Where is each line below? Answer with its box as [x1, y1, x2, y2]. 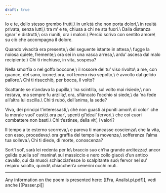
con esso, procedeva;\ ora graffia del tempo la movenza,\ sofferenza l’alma [5, 132, 158, 138]
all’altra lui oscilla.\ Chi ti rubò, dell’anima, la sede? [5, 97, 107, 103]
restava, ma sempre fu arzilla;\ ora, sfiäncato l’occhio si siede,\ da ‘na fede [5, 92, 157, 97]
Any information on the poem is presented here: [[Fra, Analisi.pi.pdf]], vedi [5, 177, 157, 183]
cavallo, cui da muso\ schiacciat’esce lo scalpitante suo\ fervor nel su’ [5, 157, 147, 163]
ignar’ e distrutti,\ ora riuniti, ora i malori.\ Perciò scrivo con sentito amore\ [5, 31, 156, 37]
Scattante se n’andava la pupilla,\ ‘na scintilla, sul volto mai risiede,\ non [5, 86, 151, 92]
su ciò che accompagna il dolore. [5, 37, 73, 43]
